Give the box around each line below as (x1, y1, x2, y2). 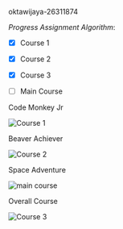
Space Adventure (8, 165, 67, 175)
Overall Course (8, 197, 59, 206)
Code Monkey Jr (8, 102, 64, 112)
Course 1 (19, 38, 50, 48)
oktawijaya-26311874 (8, 7, 79, 16)
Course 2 (19, 54, 51, 64)
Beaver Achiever (8, 134, 64, 144)
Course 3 (19, 70, 51, 80)
